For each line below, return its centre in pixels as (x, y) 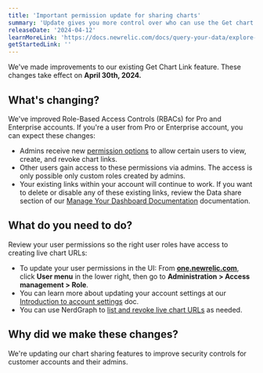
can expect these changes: (52, 135)
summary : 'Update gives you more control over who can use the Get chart (131, 23)
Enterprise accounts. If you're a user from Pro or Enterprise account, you (126, 127)
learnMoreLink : (33, 37)
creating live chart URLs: (48, 253)
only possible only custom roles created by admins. (103, 176)
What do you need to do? (70, 226)
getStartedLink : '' (40, 45)
